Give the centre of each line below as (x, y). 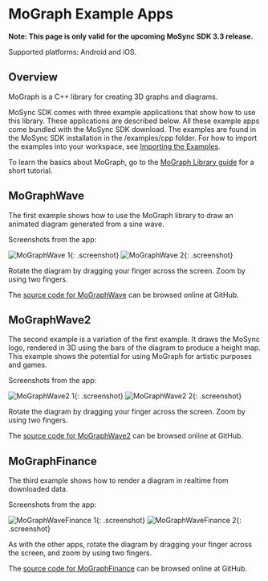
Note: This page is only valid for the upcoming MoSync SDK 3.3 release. (131, 36)
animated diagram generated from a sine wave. (86, 224)
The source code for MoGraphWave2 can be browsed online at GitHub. (126, 436)
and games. (28, 365)
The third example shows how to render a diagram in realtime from (118, 480)
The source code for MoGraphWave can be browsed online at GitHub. (124, 295)
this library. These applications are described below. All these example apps (134, 121)
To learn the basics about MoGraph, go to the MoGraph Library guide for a (131, 162)
